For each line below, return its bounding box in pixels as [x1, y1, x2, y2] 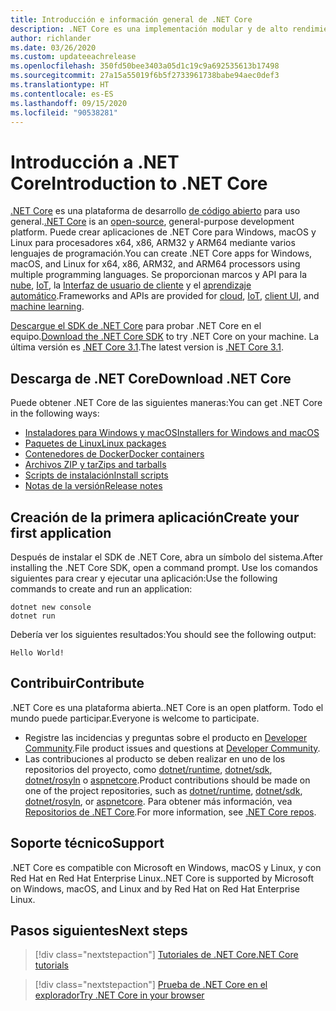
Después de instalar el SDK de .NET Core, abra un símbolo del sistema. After [10, 551, 324, 563]
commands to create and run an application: [10, 582, 193, 595]
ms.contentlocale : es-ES [10, 89, 114, 99]
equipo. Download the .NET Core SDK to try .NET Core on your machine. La [10, 331, 320, 343]
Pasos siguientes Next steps [10, 922, 188, 939]
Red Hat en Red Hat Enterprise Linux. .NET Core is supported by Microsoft [10, 872, 314, 884]
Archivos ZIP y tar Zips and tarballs [24, 459, 167, 471]
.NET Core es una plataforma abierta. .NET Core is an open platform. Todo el [10, 701, 324, 713]
